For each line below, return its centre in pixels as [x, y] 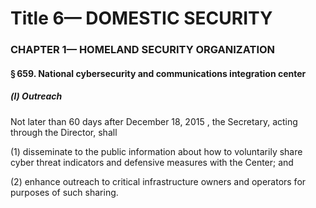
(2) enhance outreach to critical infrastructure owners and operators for [158, 181]
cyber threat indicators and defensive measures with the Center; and [152, 162]
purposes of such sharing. [64, 192]
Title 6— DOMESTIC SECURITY [141, 18]
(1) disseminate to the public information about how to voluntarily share [156, 151]
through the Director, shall [64, 132]
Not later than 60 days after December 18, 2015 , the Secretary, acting [154, 121]
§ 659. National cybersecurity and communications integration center [158, 73]
